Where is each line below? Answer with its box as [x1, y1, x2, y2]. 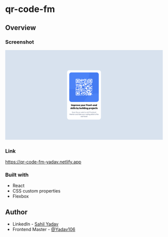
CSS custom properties [12, 188, 61, 194]
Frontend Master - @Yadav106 [12, 226, 76, 232]
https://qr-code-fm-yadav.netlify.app [5, 159, 81, 165]
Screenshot [5, 38, 34, 45]
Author [5, 207, 27, 216]
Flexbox [12, 193, 29, 199]
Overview [5, 23, 36, 32]
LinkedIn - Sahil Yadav [12, 221, 59, 227]
